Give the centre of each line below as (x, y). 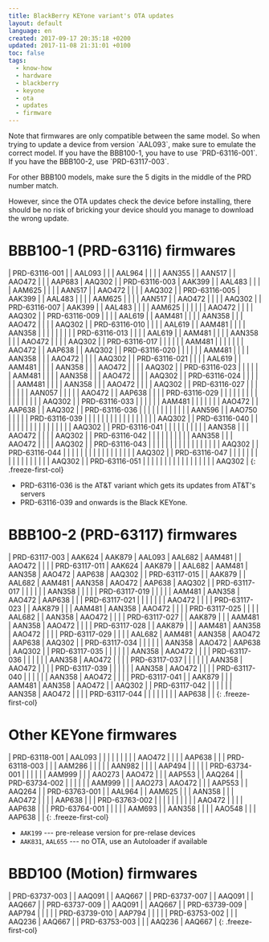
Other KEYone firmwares (93, 735)
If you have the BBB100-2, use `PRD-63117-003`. (89, 161)
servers (33, 494)
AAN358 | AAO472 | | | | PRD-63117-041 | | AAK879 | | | (141, 677)
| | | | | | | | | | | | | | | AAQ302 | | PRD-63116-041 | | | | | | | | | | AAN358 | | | (128, 426)
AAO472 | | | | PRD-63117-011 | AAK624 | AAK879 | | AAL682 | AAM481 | (128, 566)
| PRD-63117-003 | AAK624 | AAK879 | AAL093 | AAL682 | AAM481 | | (125, 557)
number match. (33, 185)
